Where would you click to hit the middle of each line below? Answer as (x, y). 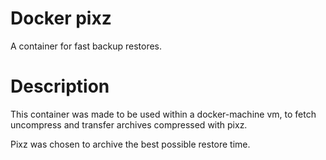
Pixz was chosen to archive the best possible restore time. (130, 144)
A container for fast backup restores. (86, 46)
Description (60, 86)
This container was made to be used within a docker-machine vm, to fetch (163, 114)
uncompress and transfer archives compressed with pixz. (129, 124)
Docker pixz (61, 18)
